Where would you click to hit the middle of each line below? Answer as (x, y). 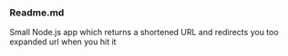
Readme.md (37, 13)
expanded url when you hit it (63, 42)
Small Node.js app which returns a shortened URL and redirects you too (144, 33)
